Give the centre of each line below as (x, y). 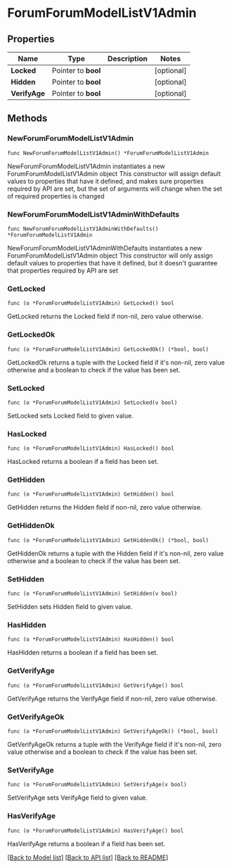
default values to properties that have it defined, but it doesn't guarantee (112, 263)
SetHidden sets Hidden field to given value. (70, 607)
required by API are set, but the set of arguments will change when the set (115, 189)
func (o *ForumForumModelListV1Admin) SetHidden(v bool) (92, 594)
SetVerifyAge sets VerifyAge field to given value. (77, 798)
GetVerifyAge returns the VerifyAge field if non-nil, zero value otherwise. (112, 698)
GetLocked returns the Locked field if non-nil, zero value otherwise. (105, 316)
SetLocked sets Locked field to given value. (70, 415)
